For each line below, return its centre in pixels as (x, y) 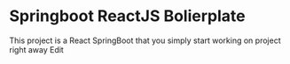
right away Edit (36, 49)
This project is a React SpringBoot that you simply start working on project (145, 40)
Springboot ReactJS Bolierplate (127, 16)
